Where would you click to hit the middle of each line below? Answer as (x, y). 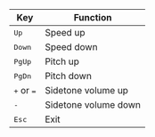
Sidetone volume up (86, 90)
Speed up (65, 32)
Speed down (71, 47)
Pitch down (68, 76)
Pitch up (62, 61)
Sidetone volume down (92, 105)
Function (93, 17)
